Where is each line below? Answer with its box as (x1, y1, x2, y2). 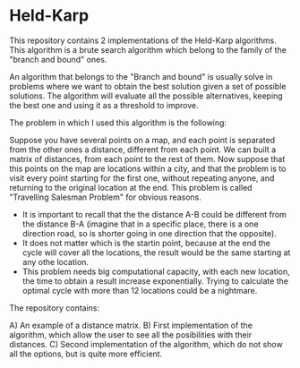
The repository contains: (9, 302, 100, 313)
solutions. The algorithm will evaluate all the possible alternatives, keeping (9, 90, 284, 101)
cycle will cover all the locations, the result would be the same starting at (21, 247, 291, 258)
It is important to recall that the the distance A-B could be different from (21, 209, 287, 219)
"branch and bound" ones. (9, 54, 107, 64)
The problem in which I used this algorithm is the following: (9, 117, 227, 128)
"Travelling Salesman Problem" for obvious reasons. (9, 192, 201, 202)
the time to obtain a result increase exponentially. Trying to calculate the (21, 275, 289, 287)
